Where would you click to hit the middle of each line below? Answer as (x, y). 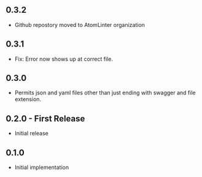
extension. (28, 99)
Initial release (31, 134)
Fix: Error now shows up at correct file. (64, 59)
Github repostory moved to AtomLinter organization (80, 24)
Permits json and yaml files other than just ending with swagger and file (105, 93)
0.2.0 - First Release (45, 119)
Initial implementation (42, 167)
